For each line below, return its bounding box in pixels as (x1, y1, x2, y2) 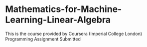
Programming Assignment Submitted (5, 36, 81, 42)
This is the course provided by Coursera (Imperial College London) (5, 30, 143, 36)
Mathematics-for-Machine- (5, 3, 122, 15)
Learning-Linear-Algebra (5, 14, 111, 25)
